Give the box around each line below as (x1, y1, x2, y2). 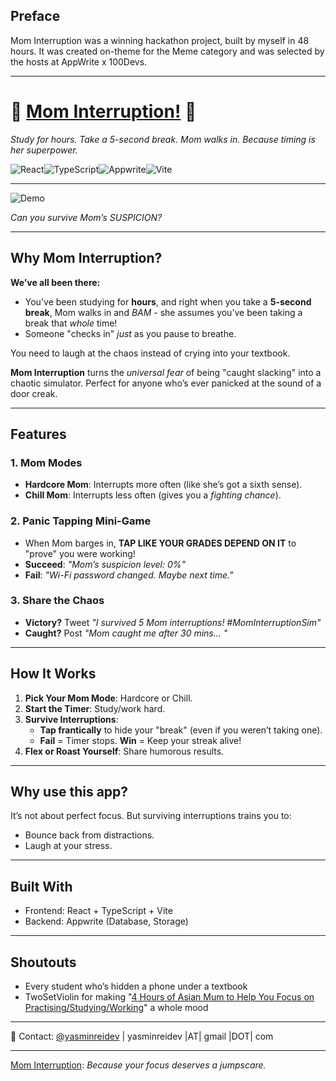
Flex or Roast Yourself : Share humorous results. (24, 745, 225, 757)
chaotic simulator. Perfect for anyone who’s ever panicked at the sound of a (10, 377, 322, 389)
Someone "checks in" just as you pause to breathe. (24, 327, 237, 339)
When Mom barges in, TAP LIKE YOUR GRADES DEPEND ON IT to (24, 537, 297, 549)
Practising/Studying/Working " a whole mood (24, 1002, 209, 1014)
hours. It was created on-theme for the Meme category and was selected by (10, 45, 325, 57)
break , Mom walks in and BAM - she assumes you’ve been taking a (24, 306, 303, 318)
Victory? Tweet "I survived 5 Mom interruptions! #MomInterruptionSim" (24, 616, 322, 628)
